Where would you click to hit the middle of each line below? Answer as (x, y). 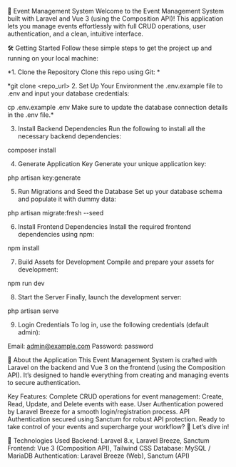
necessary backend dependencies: (69, 136)
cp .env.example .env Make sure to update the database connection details (118, 107)
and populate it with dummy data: (67, 199)
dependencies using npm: (56, 234)
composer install (32, 150)
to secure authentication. (44, 383)
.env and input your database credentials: (68, 93)
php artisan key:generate (44, 178)
